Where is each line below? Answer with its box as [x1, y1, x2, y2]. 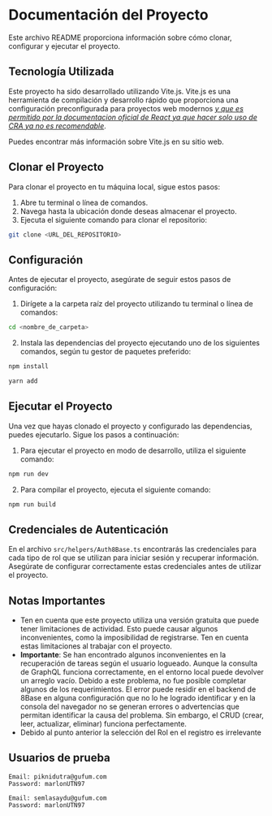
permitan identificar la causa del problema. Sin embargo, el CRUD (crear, [19, 710, 264, 720]
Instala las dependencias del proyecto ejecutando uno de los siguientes [19, 338, 260, 348]
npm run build [8, 500, 57, 509]
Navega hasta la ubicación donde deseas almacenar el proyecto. [19, 206, 237, 216]
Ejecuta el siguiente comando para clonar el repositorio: [19, 215, 207, 224]
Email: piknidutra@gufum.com [8, 772, 107, 781]
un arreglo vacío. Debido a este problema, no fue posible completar [19, 676, 247, 686]
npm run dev [8, 470, 49, 478]
